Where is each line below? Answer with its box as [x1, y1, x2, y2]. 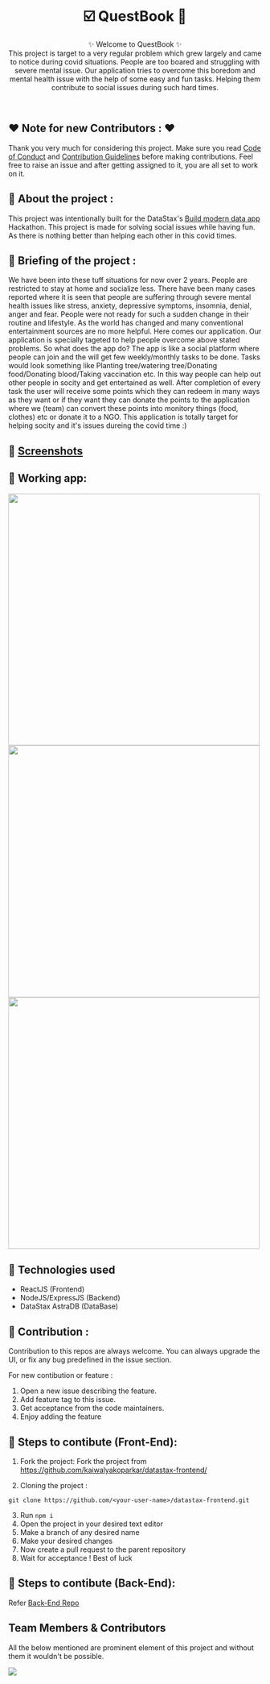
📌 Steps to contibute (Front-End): [8, 1435, 178, 1449]
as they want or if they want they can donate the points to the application [8, 395, 251, 404]
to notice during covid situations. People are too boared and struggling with [10, 56, 260, 66]
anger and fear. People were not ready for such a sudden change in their [8, 309, 249, 319]
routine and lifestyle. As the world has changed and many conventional [8, 318, 243, 328]
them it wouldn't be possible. [8, 1651, 104, 1661]
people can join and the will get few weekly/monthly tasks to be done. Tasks [8, 352, 261, 362]
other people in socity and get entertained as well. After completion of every [8, 378, 261, 388]
